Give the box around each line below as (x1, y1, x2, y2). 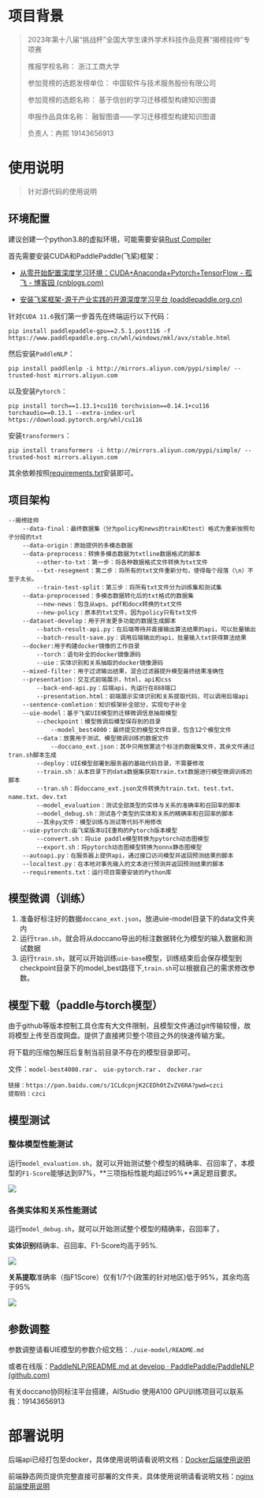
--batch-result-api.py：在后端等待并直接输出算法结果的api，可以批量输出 (36, 625, 256, 633)
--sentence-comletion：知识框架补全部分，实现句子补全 (22, 700, 188, 708)
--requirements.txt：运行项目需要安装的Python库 (22, 869, 172, 876)
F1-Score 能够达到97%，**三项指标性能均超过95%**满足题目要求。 (22, 1168, 242, 1178)
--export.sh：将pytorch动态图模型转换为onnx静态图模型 (36, 843, 203, 851)
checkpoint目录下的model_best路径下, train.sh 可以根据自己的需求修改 (19, 963, 248, 973)
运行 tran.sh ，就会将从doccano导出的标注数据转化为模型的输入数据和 (19, 934, 246, 943)
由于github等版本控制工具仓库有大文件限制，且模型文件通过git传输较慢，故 (8, 1021, 251, 1030)
